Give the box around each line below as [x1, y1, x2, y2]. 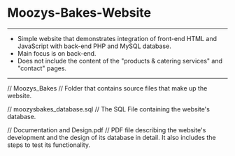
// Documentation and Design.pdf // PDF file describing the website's [7, 125, 206, 134]
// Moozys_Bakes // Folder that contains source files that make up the [7, 84, 208, 92]
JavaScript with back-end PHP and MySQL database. [17, 42, 171, 50]
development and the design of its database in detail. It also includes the [7, 133, 216, 141]
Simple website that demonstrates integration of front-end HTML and [17, 34, 217, 42]
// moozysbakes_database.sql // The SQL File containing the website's [7, 104, 210, 113]
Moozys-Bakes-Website [7, 5, 152, 21]
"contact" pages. [17, 64, 67, 72]
